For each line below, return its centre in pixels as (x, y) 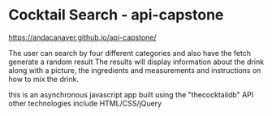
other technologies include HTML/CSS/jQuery (85, 103)
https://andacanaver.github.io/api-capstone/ (82, 37)
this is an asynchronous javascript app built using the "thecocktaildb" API (131, 94)
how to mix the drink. (44, 79)
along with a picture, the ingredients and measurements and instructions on (135, 70)
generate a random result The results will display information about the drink (136, 62)
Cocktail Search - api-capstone (116, 15)
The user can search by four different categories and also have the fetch (130, 53)
